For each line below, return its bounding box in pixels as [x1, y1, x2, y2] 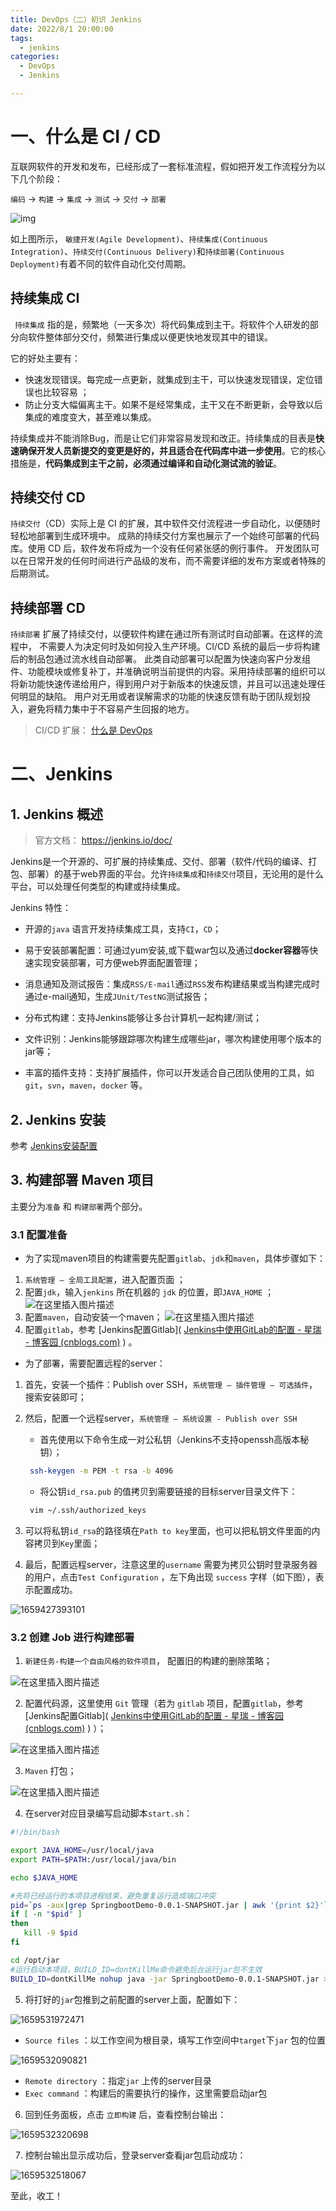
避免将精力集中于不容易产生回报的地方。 [27, 703, 195, 715]
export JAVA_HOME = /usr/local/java [10, 1846, 155, 1856]
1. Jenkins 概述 [10, 806, 103, 823]
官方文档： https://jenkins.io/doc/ [34, 834, 173, 846]
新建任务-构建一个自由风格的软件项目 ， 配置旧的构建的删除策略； [24, 1655, 273, 1667]
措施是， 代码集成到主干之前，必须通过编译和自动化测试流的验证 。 [10, 457, 282, 469]
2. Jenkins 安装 [10, 1111, 107, 1128]
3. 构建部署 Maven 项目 [10, 1172, 155, 1189]
